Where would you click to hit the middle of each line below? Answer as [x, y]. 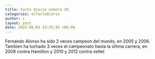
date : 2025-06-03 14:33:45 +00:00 [40, 28]
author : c [15, 18]
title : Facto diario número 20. [38, 9]
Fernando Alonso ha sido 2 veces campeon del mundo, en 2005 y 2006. [78, 41]
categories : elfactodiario [32, 14]
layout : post [18, 23]
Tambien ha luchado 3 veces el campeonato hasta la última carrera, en [76, 46]
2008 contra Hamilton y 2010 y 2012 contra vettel [55, 52]
